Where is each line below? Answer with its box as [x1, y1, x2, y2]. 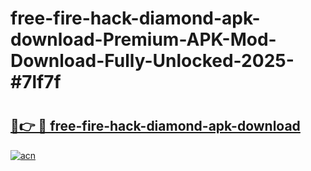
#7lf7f [10, 71, 62, 94]
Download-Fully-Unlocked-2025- [10, 50, 295, 72]
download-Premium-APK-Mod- [10, 28, 277, 51]
